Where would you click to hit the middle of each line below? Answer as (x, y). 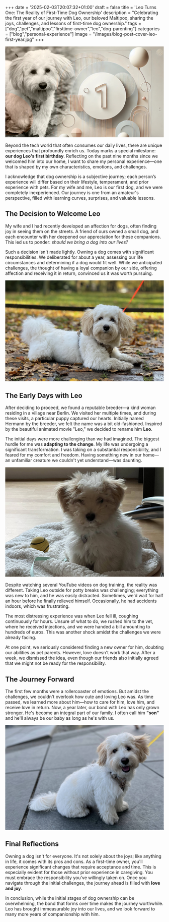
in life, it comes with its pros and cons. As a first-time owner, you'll (74, 861)
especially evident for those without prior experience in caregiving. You (79, 872)
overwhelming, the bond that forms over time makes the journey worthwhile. (84, 903)
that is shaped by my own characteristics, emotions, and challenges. (76, 166)
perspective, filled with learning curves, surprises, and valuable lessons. (80, 198)
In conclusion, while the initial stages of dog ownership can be (70, 898)
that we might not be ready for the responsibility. (56, 663)
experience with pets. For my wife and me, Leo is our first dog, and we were (84, 187)
